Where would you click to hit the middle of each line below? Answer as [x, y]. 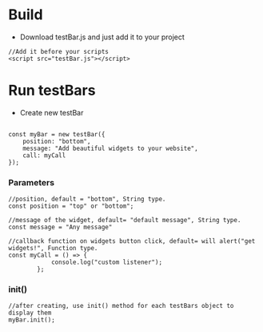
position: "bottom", [57, 141]
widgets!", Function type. [53, 249]
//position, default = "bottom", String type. [87, 199]
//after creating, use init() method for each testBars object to [121, 306]
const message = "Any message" [60, 227]
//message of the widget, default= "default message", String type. [125, 221]
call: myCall [44, 155]
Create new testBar [52, 112]
